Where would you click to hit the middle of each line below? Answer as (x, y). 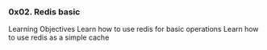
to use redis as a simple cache (59, 37)
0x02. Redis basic (44, 12)
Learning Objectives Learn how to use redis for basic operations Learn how (134, 29)
